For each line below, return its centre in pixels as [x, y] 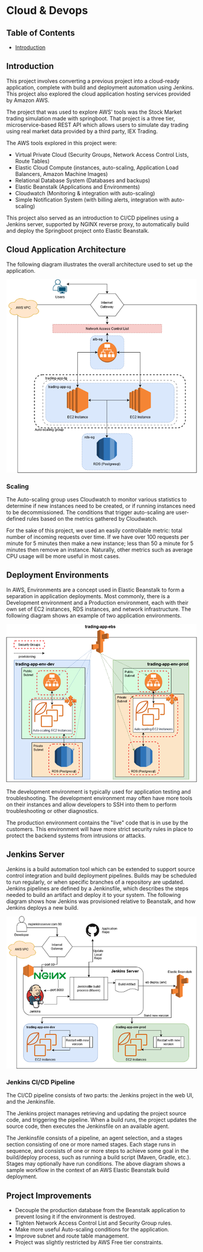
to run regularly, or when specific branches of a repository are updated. [95, 882]
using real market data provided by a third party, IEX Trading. [82, 131]
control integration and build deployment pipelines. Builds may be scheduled [101, 875]
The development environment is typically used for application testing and [99, 791]
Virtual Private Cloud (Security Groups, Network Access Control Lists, [102, 154]
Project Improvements [49, 1195]
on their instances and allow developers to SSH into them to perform [92, 804]
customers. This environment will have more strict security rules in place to [100, 829]
